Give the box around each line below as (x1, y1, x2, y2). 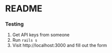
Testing (5, 21, 24, 28)
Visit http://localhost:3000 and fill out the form (12, 43, 108, 49)
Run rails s (12, 37, 38, 43)
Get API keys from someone (12, 32, 70, 38)
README (5, 3, 43, 14)
